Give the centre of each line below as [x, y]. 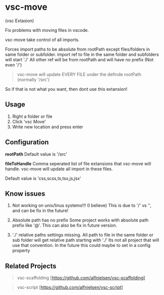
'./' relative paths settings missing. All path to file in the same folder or [83, 235]
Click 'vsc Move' [29, 121]
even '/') [14, 65]
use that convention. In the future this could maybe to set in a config [81, 245]
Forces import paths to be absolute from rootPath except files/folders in [78, 49]
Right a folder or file [32, 116]
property [21, 251]
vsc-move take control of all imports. [42, 40]
